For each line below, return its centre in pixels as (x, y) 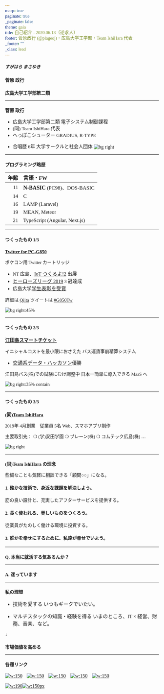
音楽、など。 (37, 624)
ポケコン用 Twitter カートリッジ (37, 263)
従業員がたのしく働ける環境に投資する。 (48, 526)
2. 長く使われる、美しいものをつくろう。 (48, 513)
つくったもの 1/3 (22, 240)
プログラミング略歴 (25, 165)
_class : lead (15, 49)
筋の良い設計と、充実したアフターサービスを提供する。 (63, 501)
